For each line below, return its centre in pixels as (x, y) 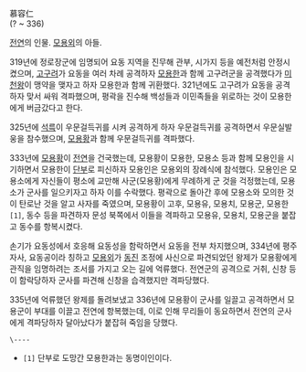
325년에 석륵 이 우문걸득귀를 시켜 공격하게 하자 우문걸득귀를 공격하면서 (135, 127)
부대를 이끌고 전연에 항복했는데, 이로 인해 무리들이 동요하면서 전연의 (154, 311)
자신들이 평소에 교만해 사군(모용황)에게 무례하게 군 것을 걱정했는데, (159, 181)
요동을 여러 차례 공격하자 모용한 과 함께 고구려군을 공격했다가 (175, 73)
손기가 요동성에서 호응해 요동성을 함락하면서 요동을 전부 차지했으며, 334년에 (145, 246)
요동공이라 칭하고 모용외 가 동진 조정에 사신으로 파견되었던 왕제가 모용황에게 (163, 257)
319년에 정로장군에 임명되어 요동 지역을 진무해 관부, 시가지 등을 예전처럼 (138, 62)
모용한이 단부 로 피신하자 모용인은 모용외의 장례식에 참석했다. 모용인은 (164, 169)
